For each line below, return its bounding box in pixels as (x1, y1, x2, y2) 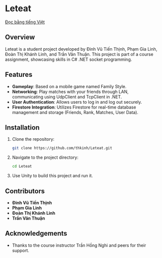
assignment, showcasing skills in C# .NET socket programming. (5, 56, 132, 62)
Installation (5, 123, 40, 131)
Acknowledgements (5, 229, 67, 238)
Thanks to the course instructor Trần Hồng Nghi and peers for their (12, 242, 146, 248)
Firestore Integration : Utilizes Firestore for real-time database (12, 104, 136, 110)
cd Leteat (12, 164, 32, 169)
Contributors (5, 187, 45, 195)
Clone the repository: (12, 136, 55, 142)
